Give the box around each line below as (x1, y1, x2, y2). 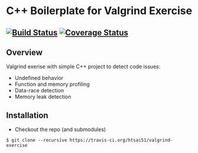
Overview (6, 47, 43, 57)
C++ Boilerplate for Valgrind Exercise (6, 4, 193, 18)
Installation (6, 110, 48, 120)
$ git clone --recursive (6, 137, 67, 144)
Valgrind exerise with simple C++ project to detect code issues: (6, 63, 161, 70)
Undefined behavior (14, 75, 64, 82)
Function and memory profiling (14, 81, 90, 88)
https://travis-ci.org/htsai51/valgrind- (69, 137, 173, 144)
